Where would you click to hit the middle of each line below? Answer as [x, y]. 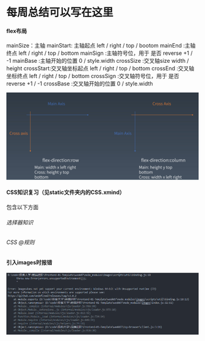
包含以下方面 [22, 207]
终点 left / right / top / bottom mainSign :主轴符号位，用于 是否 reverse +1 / [100, 53]
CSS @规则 [20, 242]
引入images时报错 [29, 262]
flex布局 [17, 31]
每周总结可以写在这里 [60, 13]
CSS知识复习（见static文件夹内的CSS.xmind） [66, 192]
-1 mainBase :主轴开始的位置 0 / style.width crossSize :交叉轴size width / [98, 61]
